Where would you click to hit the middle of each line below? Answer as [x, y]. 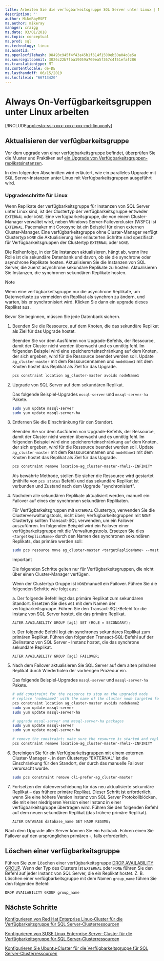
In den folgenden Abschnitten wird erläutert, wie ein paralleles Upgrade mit [81, 172]
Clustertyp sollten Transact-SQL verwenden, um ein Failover [73, 521]
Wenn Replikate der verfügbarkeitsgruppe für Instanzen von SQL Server [77, 206]
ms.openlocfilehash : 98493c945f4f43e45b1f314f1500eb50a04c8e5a [71, 55]
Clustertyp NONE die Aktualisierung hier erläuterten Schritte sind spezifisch [79, 237]
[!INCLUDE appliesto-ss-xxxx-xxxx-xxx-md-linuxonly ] [59, 125]
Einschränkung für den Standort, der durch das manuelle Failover [78, 763]
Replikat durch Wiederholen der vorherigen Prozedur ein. [70, 671]
